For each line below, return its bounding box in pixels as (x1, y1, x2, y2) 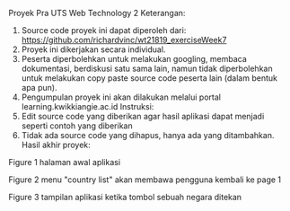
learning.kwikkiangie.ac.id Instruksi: (21, 101, 154, 111)
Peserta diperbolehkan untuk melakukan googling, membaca (21, 54, 248, 64)
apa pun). (21, 83, 57, 92)
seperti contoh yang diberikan (21, 120, 133, 131)
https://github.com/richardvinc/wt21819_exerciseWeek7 (21, 35, 227, 45)
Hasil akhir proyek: (21, 139, 91, 150)
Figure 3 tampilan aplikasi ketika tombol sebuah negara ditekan (8, 192, 242, 202)
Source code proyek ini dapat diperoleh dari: (21, 25, 187, 35)
